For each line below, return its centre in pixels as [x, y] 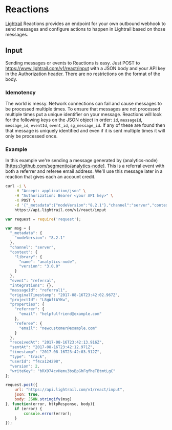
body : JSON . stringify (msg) [43, 399]
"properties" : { [27, 304]
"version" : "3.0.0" [39, 266]
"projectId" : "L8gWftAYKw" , [40, 300]
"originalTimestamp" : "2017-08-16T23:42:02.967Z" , [65, 295]
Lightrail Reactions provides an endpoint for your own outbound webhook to [86, 24]
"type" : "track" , [28, 357]
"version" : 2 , [25, 366]
